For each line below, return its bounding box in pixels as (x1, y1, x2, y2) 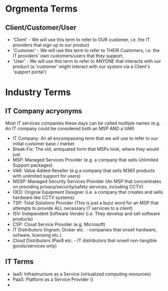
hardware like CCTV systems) (12, 194, 75, 200)
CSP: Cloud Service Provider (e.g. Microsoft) (12, 221, 106, 227)
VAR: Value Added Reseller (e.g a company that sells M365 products (12, 168, 155, 174)
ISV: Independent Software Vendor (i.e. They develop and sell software (12, 211, 160, 217)
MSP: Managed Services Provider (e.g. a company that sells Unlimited (12, 157, 158, 162)
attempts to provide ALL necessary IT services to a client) (12, 205, 133, 211)
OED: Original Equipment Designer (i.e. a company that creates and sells (12, 189, 163, 195)
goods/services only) (12, 243, 57, 248)
